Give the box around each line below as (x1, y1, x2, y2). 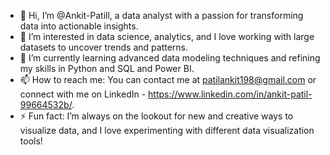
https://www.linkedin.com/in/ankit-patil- (148, 88, 313, 100)
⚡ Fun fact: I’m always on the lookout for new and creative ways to (19, 110, 294, 122)
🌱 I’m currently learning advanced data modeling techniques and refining (19, 52, 321, 64)
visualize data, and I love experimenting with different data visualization (19, 125, 315, 136)
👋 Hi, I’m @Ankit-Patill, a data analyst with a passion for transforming (19, 10, 304, 21)
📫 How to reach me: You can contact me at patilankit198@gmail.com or (19, 74, 317, 85)
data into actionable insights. (19, 20, 139, 32)
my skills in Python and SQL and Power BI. (19, 63, 195, 74)
